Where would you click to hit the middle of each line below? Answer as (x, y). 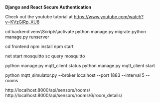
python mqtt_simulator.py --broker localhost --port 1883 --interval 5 (75, 75)
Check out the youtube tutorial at (39, 17)
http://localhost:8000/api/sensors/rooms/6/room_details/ (64, 95)
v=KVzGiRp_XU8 (22, 22)
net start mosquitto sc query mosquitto (45, 56)
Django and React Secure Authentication (48, 7)
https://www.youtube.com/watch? (109, 17)
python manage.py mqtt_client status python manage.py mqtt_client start (80, 66)
